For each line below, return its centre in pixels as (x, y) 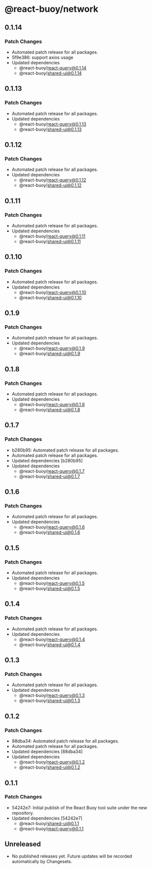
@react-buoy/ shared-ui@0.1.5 (50, 588)
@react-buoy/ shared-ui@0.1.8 (50, 410)
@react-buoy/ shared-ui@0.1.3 (50, 701)
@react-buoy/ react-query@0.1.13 (53, 124)
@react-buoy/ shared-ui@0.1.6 (50, 533)
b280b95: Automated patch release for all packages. (65, 450)
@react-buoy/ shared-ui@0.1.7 (49, 476)
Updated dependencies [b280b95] (47, 460)
